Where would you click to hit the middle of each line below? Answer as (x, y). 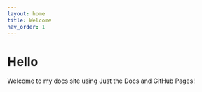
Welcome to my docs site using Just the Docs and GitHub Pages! (101, 81)
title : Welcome (29, 20)
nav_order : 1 (26, 27)
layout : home (26, 14)
